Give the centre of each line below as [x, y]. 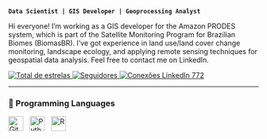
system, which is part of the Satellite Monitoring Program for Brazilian [122, 35]
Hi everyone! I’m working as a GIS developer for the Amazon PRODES [122, 26]
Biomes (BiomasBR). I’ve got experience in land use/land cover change [124, 43]
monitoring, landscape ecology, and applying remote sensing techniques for [133, 51]
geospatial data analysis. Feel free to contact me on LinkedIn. [108, 60]
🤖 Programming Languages [62, 103]
